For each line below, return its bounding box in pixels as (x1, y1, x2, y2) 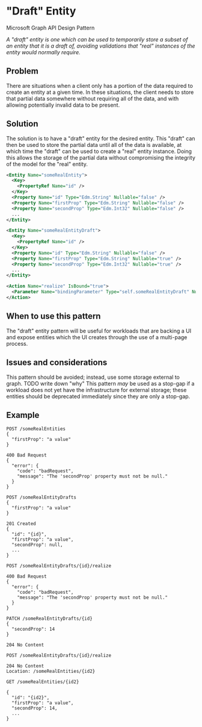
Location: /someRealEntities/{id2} (6, 669, 96, 675)
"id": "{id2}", (11, 694, 50, 701)
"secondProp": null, (11, 542, 63, 548)
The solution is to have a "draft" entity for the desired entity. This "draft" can (6, 134, 195, 142)
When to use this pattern (6, 311, 101, 322)
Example (6, 410, 40, 420)
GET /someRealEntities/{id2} (6, 679, 79, 685)
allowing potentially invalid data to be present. (6, 101, 120, 108)
